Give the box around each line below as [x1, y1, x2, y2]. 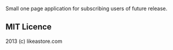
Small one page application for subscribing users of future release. [5, 5, 168, 12]
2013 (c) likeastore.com [5, 38, 62, 45]
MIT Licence [5, 22, 52, 32]
